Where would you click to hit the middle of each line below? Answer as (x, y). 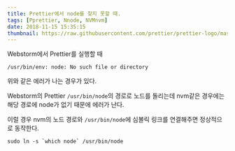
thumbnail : (23, 33)
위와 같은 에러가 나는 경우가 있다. (52, 81)
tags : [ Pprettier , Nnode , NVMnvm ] (58, 20)
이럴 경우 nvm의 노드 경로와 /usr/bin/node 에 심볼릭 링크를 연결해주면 (103, 120)
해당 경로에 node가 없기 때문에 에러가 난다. (66, 105)
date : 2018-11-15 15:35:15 (47, 27)
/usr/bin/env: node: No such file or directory (78, 67)
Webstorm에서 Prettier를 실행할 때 (55, 54)
